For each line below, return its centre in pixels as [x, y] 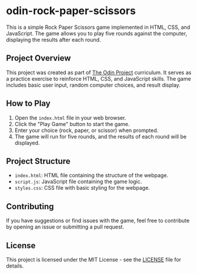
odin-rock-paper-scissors [71, 11]
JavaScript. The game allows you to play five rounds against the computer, [96, 33]
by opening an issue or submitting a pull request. [65, 227]
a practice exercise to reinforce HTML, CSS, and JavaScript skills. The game [98, 78]
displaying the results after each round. [54, 39]
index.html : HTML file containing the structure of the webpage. [91, 176]
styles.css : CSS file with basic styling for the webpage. [82, 188]
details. [15, 266]
